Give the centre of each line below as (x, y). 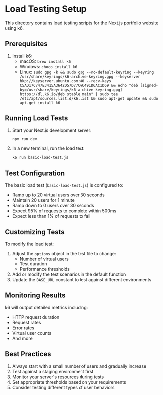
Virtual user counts (32, 333)
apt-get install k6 (40, 103)
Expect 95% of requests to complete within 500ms (64, 211)
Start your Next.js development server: (52, 130)
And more (23, 338)
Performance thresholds (44, 269)
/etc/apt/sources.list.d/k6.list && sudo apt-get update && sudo (89, 98)
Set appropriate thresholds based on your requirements (69, 382)
